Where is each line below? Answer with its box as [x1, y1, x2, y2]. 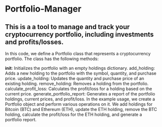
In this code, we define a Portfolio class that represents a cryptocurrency [5, 51, 151, 56]
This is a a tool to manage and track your [5, 23, 130, 31]
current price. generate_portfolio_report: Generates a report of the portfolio [5, 91, 155, 96]
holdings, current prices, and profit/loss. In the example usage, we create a [5, 96, 155, 102]
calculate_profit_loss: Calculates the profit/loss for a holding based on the [5, 86, 152, 92]
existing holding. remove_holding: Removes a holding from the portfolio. [5, 81, 149, 86]
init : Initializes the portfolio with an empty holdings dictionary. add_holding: [5, 65, 155, 71]
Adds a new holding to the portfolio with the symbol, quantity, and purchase [5, 70, 157, 76]
